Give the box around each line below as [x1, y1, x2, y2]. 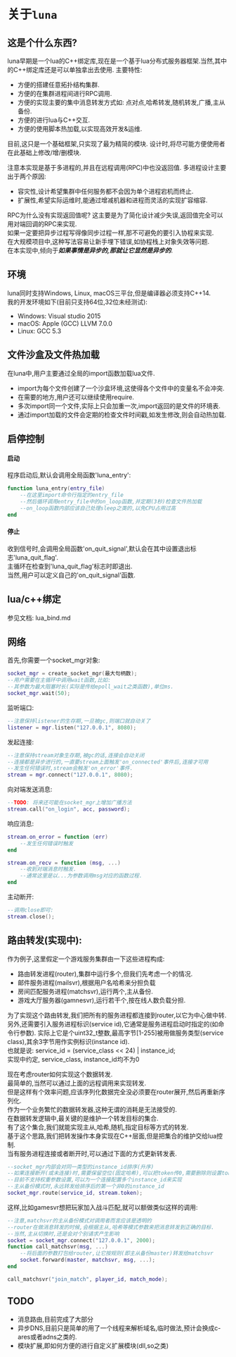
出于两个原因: [7, 172, 47, 180]
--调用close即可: [7, 907, 54, 914]
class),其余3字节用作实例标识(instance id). [7, 1037, 130, 1045]
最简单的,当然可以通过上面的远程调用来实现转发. [7, 1079, 147, 1087]
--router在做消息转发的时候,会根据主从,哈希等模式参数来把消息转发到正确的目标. [7, 1224, 215, 1231]
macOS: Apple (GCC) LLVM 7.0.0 [17, 319, 112, 328]
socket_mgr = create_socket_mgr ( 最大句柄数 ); [7, 670, 138, 677]
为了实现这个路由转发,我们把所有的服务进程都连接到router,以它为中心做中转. [7, 1011, 227, 1019]
